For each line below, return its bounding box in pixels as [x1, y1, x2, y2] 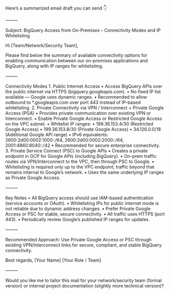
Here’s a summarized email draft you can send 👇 [5, 5, 108, 11]
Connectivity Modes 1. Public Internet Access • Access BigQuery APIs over [5, 83, 162, 89]
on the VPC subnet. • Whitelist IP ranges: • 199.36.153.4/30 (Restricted [5, 121, 154, 127]
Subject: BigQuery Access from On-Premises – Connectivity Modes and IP [5, 27, 161, 33]
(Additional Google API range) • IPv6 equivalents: [5, 132, 109, 138]
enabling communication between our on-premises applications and [5, 58, 148, 63]
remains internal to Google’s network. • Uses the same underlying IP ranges [5, 170, 164, 175]
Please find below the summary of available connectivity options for [5, 52, 148, 58]
